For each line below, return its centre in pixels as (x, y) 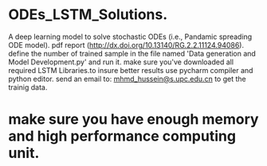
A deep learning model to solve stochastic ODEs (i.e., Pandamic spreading (130, 37)
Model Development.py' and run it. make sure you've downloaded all (121, 62)
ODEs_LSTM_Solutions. (88, 15)
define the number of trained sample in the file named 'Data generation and (132, 53)
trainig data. (28, 87)
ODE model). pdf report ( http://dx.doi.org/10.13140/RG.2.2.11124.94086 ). (126, 44)
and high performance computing (122, 136)
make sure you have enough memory (133, 120)
